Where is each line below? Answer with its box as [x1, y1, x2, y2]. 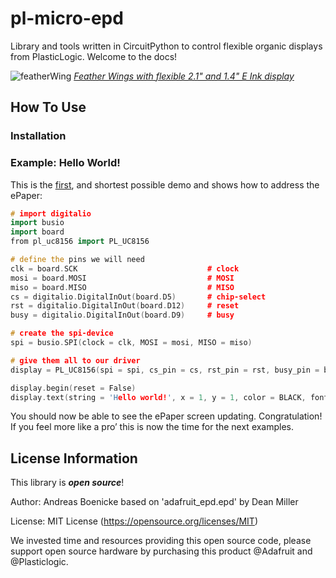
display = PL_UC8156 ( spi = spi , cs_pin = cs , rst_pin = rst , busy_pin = [10, 365, 320, 375]
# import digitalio [10, 208, 92, 219]
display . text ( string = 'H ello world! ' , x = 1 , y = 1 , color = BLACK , [10, 392, 307, 402]
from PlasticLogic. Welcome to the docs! [10, 50, 178, 62]
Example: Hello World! [10, 156, 121, 170]
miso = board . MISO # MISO [10, 282, 235, 292]
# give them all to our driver [10, 355, 141, 366]
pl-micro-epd [10, 7, 124, 30]
